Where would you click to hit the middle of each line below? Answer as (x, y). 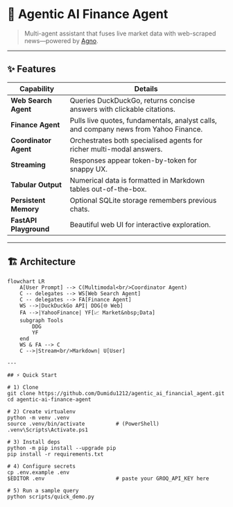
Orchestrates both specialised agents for (136, 140)
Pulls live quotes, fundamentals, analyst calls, (143, 120)
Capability (37, 88)
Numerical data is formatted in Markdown (137, 180)
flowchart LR (26, 281)
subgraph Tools (42, 320)
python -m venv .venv (38, 417)
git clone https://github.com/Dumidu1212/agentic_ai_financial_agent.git (116, 393)
